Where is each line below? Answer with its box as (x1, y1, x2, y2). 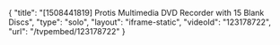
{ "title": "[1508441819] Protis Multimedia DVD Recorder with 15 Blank (8, 8, 265, 18)
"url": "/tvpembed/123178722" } (8, 26, 127, 36)
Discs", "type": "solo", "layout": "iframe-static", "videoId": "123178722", (8, 17, 271, 27)
